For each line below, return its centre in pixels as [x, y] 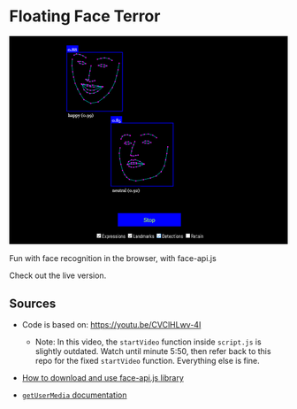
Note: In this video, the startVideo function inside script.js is [148, 342]
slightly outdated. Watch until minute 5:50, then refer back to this [153, 351]
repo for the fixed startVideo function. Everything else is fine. [148, 360]
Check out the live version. [58, 275]
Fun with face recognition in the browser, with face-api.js [113, 259]
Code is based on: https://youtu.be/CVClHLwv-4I [111, 324]
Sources [33, 303]
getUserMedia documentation [74, 395]
